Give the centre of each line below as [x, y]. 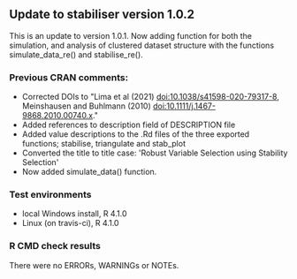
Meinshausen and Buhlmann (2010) [87, 106]
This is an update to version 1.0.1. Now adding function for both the [130, 35]
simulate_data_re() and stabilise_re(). [76, 54]
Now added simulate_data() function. [89, 172]
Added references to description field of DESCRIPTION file [129, 125]
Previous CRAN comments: [69, 77]
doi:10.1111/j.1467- [185, 106]
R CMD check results [55, 246]
